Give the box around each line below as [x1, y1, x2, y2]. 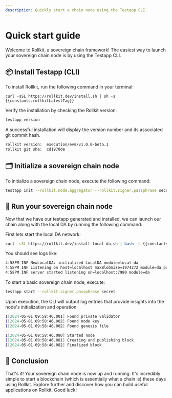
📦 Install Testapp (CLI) [5, 67, 80, 76]
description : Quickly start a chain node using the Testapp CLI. [5, 7, 147, 13]
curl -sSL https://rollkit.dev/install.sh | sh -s [5, 94, 116, 99]
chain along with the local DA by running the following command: [5, 221, 142, 227]
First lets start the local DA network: [5, 231, 81, 237]
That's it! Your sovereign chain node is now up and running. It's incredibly [5, 370, 161, 376]
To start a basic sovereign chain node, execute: [5, 279, 105, 285]
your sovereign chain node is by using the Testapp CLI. [5, 52, 121, 58]
